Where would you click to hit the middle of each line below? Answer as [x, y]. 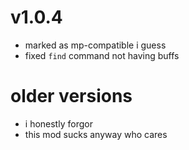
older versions [71, 96]
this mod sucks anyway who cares [96, 134]
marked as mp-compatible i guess [95, 45]
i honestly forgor [58, 123]
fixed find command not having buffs [102, 55]
